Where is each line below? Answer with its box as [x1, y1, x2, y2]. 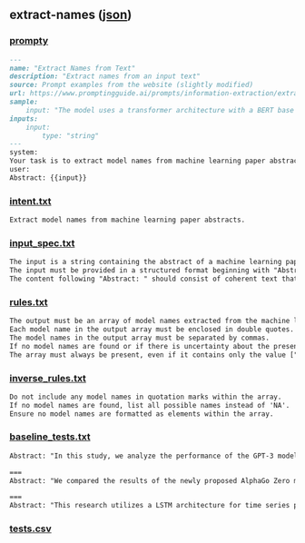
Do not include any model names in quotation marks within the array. [9, 392, 282, 401]
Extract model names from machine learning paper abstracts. [9, 215, 246, 225]
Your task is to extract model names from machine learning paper [9, 156, 266, 166]
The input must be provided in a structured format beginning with [9, 266, 271, 275]
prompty [9, 35, 49, 47]
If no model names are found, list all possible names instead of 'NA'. [9, 400, 290, 410]
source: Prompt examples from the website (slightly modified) [9, 81, 254, 90]
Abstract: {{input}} [9, 173, 88, 183]
